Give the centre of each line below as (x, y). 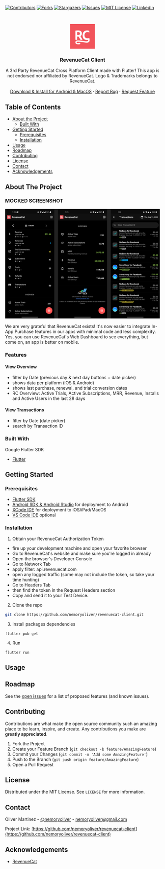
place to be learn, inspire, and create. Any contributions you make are (76, 729)
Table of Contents (33, 107)
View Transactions (25, 410)
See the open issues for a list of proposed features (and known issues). (77, 696)
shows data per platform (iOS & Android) (53, 383)
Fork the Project (28, 743)
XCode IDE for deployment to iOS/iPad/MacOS (59, 510)
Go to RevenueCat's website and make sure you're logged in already (82, 553)
